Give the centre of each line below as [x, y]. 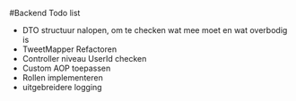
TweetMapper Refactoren [70, 49]
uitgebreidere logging [62, 87]
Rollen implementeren [62, 78]
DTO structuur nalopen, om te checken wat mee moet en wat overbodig [155, 30]
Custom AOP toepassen [66, 68]
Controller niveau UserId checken [84, 59]
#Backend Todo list [45, 13]
